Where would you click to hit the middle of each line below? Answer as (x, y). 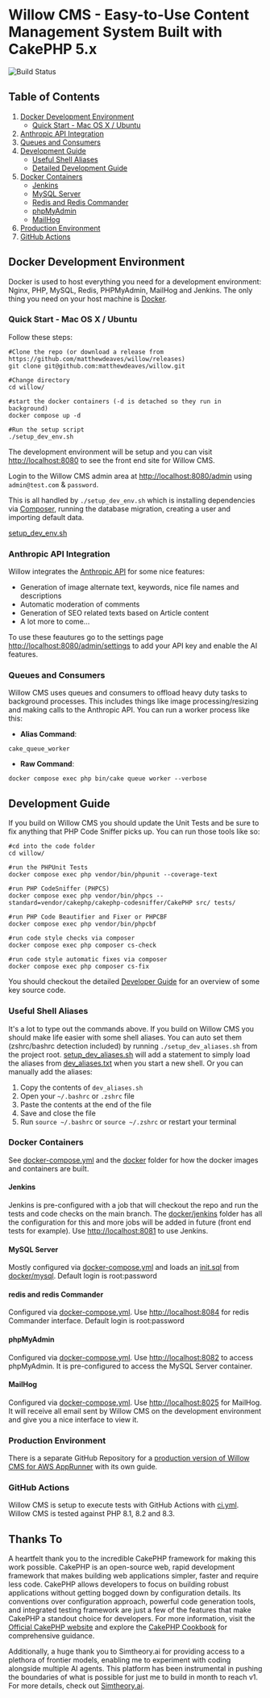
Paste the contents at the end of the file (85, 1104)
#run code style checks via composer (72, 939)
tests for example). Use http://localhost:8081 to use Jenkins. (108, 1231)
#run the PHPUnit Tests (48, 868)
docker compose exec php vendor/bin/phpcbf (83, 924)
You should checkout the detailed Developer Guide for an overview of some (134, 981)
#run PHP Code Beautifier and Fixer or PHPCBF (88, 917)
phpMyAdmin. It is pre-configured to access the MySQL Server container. (131, 1366)
